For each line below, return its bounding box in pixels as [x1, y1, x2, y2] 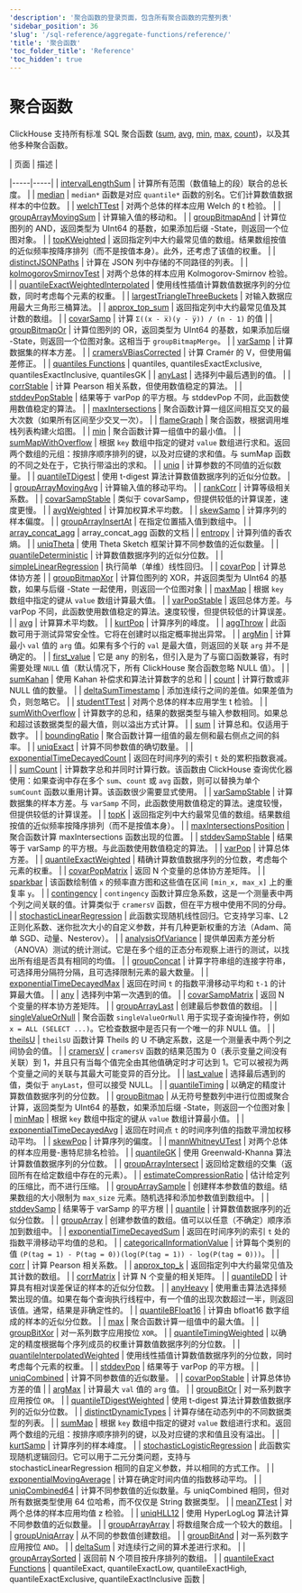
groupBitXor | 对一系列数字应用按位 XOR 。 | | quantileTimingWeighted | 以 [9, 1327, 279, 1338]
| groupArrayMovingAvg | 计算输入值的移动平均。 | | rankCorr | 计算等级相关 [9, 481, 291, 492]
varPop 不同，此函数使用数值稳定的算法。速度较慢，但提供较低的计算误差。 [9, 606, 291, 617]
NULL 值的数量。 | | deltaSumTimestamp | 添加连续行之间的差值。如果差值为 [9, 684, 294, 695]
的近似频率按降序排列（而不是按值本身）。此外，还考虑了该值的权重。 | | [9, 245, 277, 256]
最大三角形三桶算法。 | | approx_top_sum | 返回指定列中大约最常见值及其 [16, 301, 287, 312]
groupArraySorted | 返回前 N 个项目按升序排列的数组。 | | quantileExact [9, 1552, 275, 1563]
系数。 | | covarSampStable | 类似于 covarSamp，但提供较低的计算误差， [9, 493, 281, 504]
